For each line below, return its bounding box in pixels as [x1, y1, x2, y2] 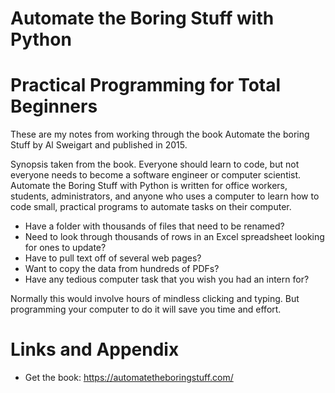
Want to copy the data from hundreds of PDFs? [24, 263, 220, 275]
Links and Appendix [10, 338, 180, 361]
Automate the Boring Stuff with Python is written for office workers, [10, 180, 288, 192]
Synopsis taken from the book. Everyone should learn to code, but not [10, 158, 300, 171]
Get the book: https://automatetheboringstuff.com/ [24, 372, 234, 384]
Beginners [10, 95, 98, 118]
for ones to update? [24, 242, 107, 254]
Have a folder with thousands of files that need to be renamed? [24, 220, 285, 232]
